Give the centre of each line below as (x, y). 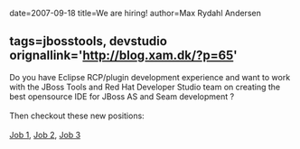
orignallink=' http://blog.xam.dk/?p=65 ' (123, 56)
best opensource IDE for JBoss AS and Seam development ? (122, 96)
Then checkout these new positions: (77, 116)
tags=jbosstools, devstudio (88, 41)
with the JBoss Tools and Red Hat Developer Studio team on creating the (145, 87)
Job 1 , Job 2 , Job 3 (45, 135)
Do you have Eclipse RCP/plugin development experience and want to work (150, 77)
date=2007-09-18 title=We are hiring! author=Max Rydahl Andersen (136, 13)
